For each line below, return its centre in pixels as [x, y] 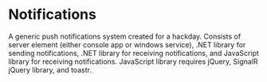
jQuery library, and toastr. [50, 69]
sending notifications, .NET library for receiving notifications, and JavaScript [133, 53]
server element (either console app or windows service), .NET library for [127, 44]
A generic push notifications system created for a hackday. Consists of [125, 36]
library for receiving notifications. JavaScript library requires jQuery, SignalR [133, 61]
